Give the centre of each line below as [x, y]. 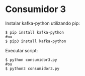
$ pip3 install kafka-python [36, 41]
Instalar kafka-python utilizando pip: [43, 23]
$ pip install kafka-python [35, 32]
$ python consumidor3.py [31, 60]
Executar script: [22, 50]
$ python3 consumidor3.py [32, 68]
